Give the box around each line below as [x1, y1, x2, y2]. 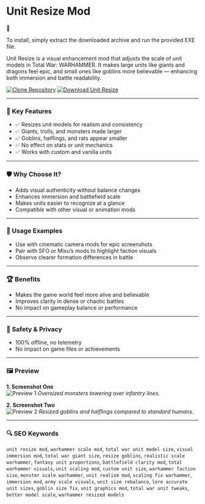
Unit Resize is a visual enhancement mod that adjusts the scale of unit [6, 54, 182, 62]
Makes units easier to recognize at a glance [15, 199, 125, 206]
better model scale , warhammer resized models [6, 491, 124, 499]
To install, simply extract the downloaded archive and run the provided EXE [6, 36, 195, 43]
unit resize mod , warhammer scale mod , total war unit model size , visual [6, 445, 193, 453]
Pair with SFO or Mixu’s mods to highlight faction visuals [15, 247, 157, 254]
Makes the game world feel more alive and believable [15, 291, 149, 299]
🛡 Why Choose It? [6, 170, 62, 178]
